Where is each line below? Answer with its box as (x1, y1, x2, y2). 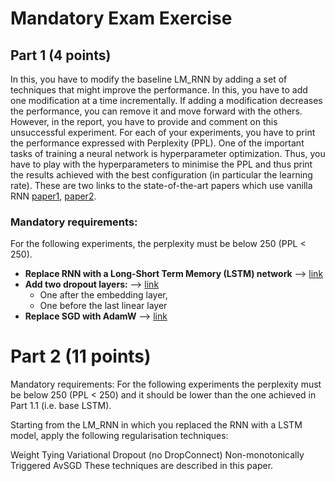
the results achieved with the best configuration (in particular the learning (10, 169, 313, 181)
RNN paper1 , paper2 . (10, 190, 97, 202)
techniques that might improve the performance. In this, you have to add (10, 84, 308, 96)
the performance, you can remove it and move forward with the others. (10, 105, 303, 117)
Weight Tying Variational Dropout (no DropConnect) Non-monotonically (10, 449, 305, 461)
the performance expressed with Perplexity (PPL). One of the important (10, 137, 305, 149)
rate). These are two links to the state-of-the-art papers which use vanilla (10, 180, 313, 191)
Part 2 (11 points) (10, 345, 152, 368)
